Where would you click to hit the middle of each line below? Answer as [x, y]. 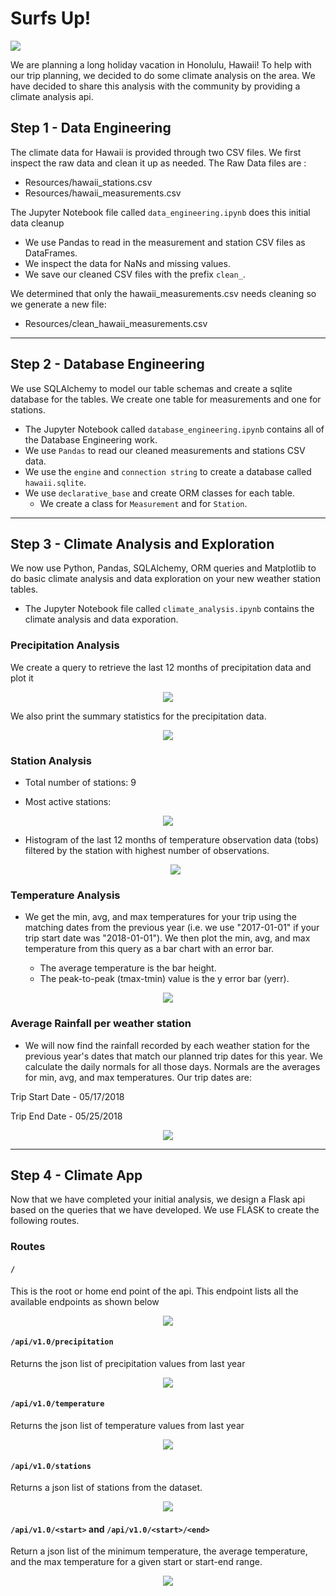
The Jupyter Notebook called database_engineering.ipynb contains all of [174, 429]
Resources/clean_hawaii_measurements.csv [116, 323]
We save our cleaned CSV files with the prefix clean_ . [135, 274]
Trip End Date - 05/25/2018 [66, 1116]
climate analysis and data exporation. [101, 619]
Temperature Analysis [65, 895]
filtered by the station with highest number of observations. [147, 850]
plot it [22, 678]
